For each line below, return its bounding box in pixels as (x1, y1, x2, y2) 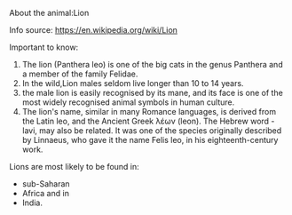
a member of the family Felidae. (21, 68, 138, 79)
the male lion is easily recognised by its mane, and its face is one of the (21, 88, 284, 98)
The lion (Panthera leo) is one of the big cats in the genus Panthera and (21, 60, 283, 69)
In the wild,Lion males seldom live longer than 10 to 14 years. (21, 78, 244, 88)
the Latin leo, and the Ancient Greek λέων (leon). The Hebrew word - (21, 115, 275, 126)
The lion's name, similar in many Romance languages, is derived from (21, 107, 277, 116)
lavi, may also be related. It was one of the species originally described (21, 125, 282, 136)
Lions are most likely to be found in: (9, 162, 139, 171)
